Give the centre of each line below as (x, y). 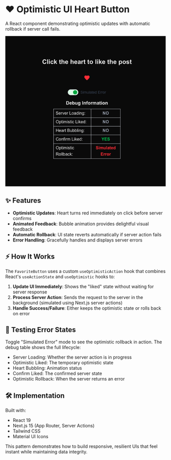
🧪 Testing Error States (41, 330)
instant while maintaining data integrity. (46, 452)
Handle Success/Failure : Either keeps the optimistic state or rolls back (87, 308)
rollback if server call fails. (33, 29)
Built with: (16, 411)
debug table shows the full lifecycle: (43, 347)
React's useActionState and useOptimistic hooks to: (60, 277)
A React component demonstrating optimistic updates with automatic (78, 23)
